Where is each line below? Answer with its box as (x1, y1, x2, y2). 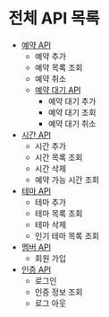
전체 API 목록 (8, 8, 100, 29)
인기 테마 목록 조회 (34, 230, 100, 241)
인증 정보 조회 (34, 286, 83, 297)
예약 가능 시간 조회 (34, 174, 100, 185)
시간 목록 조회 (34, 152, 83, 163)
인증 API (21, 264, 51, 275)
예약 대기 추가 (47, 95, 96, 106)
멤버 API (21, 242, 51, 252)
